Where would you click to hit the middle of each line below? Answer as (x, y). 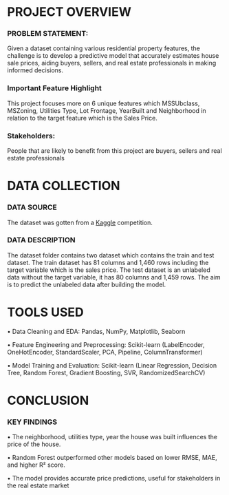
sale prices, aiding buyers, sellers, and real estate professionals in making (112, 63)
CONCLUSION (48, 400)
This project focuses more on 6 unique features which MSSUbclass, (103, 103)
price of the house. (34, 444)
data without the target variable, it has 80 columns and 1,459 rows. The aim (114, 277)
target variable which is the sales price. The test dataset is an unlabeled (109, 270)
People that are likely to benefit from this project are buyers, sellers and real (115, 151)
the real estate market (38, 485)
